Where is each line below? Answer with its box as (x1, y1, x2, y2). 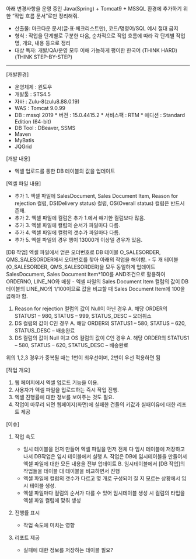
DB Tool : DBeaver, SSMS (14, 125, 76, 131)
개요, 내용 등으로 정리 (22, 40, 71, 46)
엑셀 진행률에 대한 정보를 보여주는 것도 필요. (14, 394, 115, 400)
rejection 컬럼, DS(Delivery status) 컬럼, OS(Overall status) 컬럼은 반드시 (14, 200, 185, 207)
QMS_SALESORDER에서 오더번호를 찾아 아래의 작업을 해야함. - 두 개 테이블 (6, 256, 179, 263)
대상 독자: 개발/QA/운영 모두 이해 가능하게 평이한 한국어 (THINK (14, 47, 160, 54)
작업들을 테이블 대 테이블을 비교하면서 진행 (23, 468, 121, 474)
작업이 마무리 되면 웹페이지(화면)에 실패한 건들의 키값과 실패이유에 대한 (14, 401, 176, 408)
